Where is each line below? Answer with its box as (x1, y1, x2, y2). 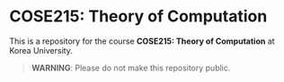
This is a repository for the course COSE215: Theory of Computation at (9, 36, 276, 46)
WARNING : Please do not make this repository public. (31, 62, 231, 73)
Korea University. (9, 45, 74, 55)
